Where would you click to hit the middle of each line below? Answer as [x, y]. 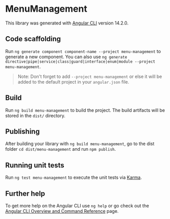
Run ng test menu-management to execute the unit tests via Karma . [74, 177]
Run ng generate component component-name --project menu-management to [83, 51]
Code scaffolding [33, 39]
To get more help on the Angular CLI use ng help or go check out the [77, 206]
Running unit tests [35, 165]
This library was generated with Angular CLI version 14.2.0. [67, 23]
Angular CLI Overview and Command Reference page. [62, 211]
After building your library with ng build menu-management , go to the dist [80, 144]
